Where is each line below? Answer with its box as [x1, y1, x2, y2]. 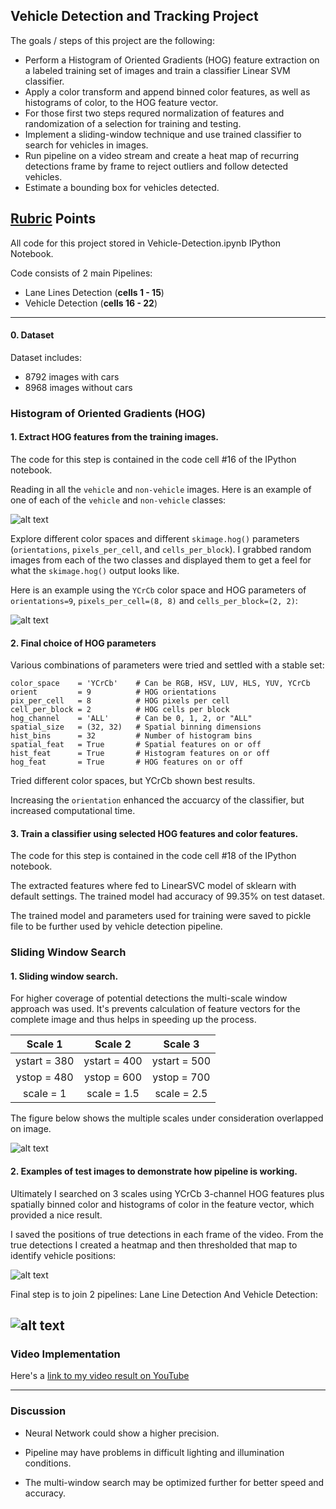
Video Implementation [10, 1347, 121, 1361]
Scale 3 [163, 1037, 200, 1051]
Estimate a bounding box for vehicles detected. [24, 181, 220, 193]
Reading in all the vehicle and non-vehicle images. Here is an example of [10, 483, 312, 495]
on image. [10, 1123, 52, 1135]
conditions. [24, 1457, 72, 1469]
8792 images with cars [24, 370, 120, 383]
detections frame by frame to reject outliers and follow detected [24, 160, 289, 172]
